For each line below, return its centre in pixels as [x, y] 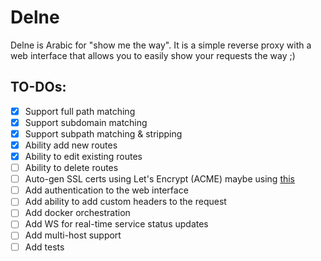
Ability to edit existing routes [83, 156]
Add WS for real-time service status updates [116, 224]
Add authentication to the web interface [106, 190]
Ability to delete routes [71, 168]
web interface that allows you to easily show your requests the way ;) [153, 55]
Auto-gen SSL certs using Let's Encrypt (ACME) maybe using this [160, 179]
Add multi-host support [73, 235]
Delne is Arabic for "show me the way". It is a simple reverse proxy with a [161, 45]
